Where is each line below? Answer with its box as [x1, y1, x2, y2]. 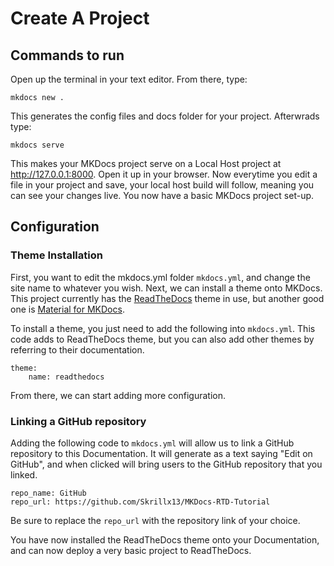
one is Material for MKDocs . [10, 303, 125, 315]
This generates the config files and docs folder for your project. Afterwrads [10, 110, 320, 122]
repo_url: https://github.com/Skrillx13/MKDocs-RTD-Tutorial [10, 497, 271, 507]
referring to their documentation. [10, 343, 145, 356]
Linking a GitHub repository [10, 414, 147, 428]
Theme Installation [10, 248, 103, 262]
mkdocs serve [10, 140, 65, 150]
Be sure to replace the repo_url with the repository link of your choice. [10, 514, 301, 526]
